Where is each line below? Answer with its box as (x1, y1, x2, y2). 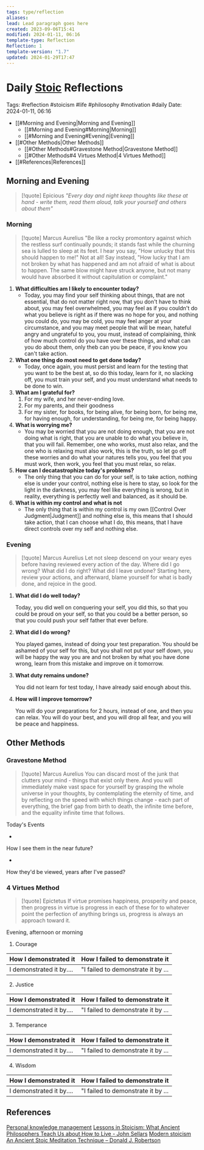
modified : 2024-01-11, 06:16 (6, 32, 80, 38)
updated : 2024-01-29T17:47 (6, 54, 75, 60)
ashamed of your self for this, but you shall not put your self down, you (15, 647, 193, 654)
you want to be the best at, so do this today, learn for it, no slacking (24, 369, 194, 376)
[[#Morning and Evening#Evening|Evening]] (24, 132, 135, 139)
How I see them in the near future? (6, 844, 93, 852)
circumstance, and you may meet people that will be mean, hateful (24, 324, 192, 331)
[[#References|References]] (15, 158, 86, 166)
